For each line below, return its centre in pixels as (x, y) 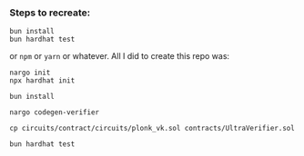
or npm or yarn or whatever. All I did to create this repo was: (120, 56)
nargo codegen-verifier (55, 112)
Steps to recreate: (50, 13)
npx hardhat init (42, 81)
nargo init (30, 73)
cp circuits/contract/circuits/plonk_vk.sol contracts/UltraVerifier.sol (152, 129)
